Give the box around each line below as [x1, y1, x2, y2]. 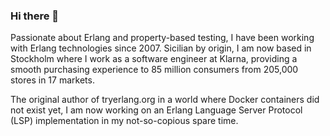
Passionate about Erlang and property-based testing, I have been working [10, 32, 315, 44]
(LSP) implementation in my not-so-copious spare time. [10, 115, 239, 127]
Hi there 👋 [10, 9, 60, 23]
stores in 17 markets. [10, 74, 95, 86]
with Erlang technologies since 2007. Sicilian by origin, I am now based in [10, 42, 312, 54]
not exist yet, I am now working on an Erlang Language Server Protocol [10, 104, 303, 116]
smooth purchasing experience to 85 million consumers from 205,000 [10, 64, 299, 76]
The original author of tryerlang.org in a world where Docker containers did [10, 94, 320, 106]
